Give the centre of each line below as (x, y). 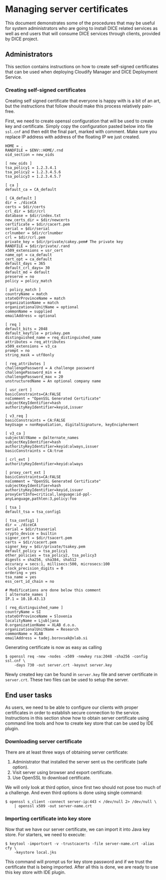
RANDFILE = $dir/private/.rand (38, 246)
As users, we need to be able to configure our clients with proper (72, 707)
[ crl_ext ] (17, 460)
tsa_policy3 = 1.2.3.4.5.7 (33, 177)
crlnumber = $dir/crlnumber (34, 233)
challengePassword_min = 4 (33, 373)
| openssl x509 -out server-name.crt (53, 806)
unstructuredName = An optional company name (53, 381)
